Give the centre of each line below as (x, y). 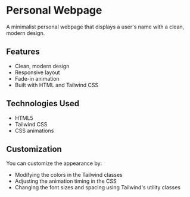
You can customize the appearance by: (54, 163)
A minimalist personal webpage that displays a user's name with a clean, (95, 27)
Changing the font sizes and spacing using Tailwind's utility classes (97, 188)
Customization (34, 149)
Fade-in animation (37, 78)
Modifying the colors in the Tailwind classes (69, 175)
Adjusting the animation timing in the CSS (66, 181)
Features (23, 52)
